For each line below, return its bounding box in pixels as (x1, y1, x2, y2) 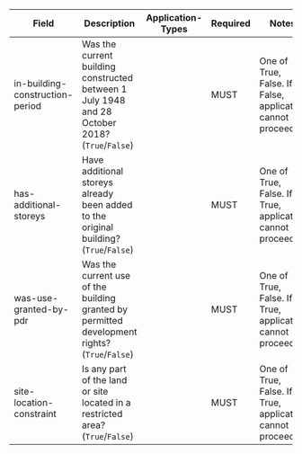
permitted (82, 315, 123, 326)
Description (84, 17, 136, 30)
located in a (82, 396, 131, 408)
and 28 (82, 105, 112, 118)
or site (82, 386, 109, 397)
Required (210, 17, 252, 30)
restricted (82, 408, 123, 420)
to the (82, 210, 107, 222)
